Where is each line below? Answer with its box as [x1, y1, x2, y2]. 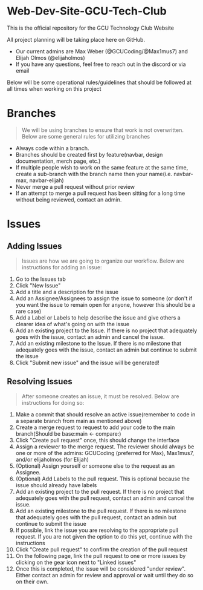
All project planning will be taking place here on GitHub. [7, 36, 146, 43]
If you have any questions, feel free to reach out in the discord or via [15, 61, 186, 68]
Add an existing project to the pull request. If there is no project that [15, 488, 184, 495]
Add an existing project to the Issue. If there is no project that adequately [15, 327, 198, 334]
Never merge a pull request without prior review [15, 183, 135, 190]
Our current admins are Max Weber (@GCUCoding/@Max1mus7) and [15, 47, 188, 55]
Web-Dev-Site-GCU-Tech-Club [7, 4, 167, 18]
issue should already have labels [15, 481, 97, 488]
